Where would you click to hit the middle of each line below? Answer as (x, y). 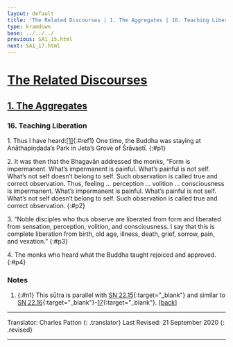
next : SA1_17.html (34, 46)
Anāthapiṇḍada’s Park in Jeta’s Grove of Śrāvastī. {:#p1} (87, 148)
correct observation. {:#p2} (46, 205)
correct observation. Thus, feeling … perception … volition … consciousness (116, 183)
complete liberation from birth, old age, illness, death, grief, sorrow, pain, (111, 234)
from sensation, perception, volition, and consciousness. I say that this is (111, 226)
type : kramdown (29, 26)
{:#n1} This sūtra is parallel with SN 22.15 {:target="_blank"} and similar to (121, 295)
